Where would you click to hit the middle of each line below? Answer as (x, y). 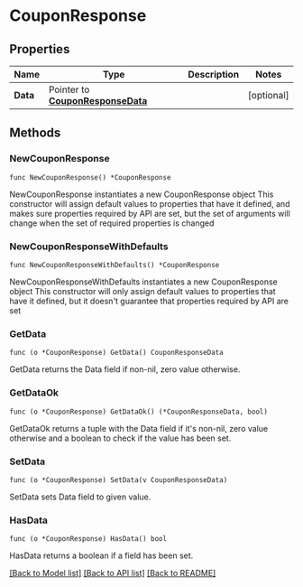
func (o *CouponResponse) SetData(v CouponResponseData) (119, 480)
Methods (35, 133)
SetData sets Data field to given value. (80, 497)
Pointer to (69, 89)
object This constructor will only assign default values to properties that (143, 291)
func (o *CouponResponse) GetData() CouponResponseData (116, 353)
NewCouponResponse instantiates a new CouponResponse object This (142, 194)
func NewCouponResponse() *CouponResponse (90, 177)
